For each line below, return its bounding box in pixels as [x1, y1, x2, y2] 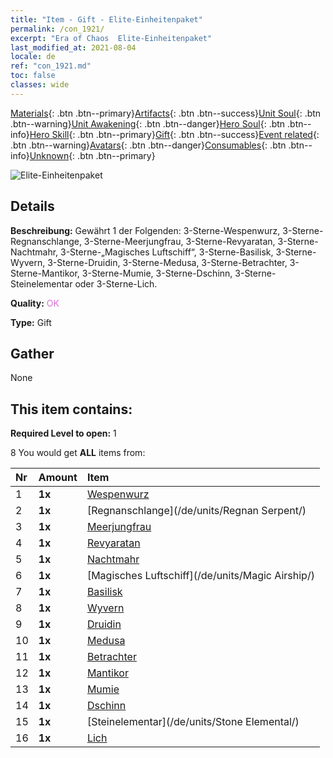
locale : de [10, 52, 56, 62]
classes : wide [10, 80, 70, 90]
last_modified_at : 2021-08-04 [10, 42, 137, 53]
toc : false [10, 71, 56, 81]
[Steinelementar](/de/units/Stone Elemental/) [86, 715, 300, 729]
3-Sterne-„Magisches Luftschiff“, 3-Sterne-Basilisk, [60, 246, 274, 258]
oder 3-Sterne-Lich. [74, 277, 158, 290]
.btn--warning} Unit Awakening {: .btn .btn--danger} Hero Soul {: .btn [10, 117, 286, 130]
